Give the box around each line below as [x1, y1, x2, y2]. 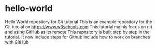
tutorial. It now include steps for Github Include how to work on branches [5, 34, 150, 40]
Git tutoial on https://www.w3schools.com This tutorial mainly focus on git [5, 24, 152, 29]
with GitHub [5, 39, 29, 45]
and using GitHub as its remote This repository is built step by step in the [5, 29, 150, 35]
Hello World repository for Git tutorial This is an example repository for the [5, 19, 153, 24]
